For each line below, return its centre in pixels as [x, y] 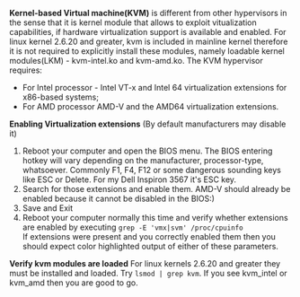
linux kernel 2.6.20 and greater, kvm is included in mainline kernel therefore [149, 41]
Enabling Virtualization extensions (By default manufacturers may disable [148, 124]
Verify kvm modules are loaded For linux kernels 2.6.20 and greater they [145, 263]
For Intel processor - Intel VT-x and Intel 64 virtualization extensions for [154, 87]
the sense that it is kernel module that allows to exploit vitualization [133, 22]
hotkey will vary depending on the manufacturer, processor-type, [143, 160]
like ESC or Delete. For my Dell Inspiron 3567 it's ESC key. [129, 179]
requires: [26, 70]
